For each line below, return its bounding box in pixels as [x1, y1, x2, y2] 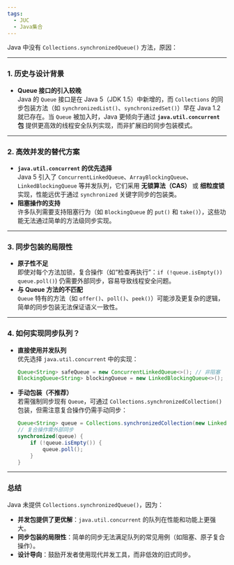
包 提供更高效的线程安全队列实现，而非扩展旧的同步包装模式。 [17, 121, 196, 129]
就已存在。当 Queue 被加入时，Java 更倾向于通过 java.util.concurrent [17, 112, 220, 121]
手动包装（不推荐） [17, 388, 73, 397]
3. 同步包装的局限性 [7, 242, 73, 251]
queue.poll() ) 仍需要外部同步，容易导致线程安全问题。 [17, 277, 175, 285]
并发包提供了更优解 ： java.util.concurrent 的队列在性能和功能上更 [17, 515, 210, 524]
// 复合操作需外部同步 [17, 427, 75, 434]
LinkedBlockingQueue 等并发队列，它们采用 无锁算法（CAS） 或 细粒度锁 [17, 181, 225, 189]
